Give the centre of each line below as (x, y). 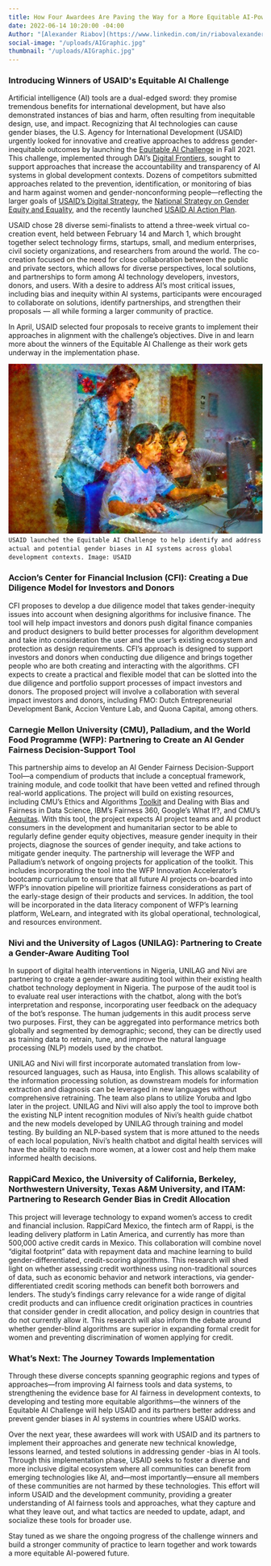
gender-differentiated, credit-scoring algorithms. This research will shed (128, 1260)
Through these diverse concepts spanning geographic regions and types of (134, 1375)
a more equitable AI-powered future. (69, 1553)
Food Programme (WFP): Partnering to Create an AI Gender (126, 740)
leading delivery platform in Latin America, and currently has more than (127, 1234)
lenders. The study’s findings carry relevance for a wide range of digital (127, 1294)
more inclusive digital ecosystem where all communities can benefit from (130, 1468)
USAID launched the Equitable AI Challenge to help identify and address (135, 540)
